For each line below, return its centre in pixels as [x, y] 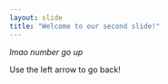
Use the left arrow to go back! [65, 70]
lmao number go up [46, 51]
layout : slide [36, 18]
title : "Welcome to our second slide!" [85, 26]
